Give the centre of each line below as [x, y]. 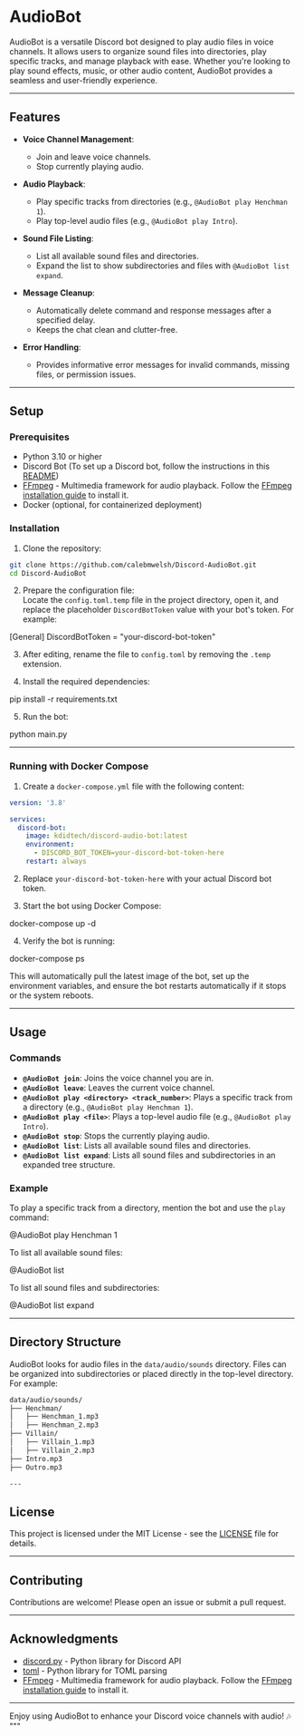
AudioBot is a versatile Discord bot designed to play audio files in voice [142, 42]
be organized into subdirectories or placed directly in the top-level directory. [152, 1373]
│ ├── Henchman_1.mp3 [54, 1417]
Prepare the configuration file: [78, 590]
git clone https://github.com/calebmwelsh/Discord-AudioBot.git [133, 565]
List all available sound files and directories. [117, 256]
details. [23, 1544]
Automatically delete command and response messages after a [153, 310]
